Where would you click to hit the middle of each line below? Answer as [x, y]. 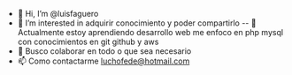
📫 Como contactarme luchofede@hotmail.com [104, 61]
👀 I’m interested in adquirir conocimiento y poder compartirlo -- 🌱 [137, 23]
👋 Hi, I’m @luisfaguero [58, 14]
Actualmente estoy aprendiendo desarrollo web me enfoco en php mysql [150, 32]
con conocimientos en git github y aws [88, 41]
